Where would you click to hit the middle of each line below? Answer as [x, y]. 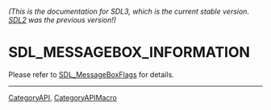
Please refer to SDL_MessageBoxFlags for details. [92, 74]
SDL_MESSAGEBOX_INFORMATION [129, 52]
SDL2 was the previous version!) [63, 19]
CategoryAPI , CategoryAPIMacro [63, 97]
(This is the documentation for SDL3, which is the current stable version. [129, 11]
